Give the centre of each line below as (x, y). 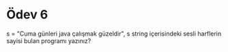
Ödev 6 (27, 15)
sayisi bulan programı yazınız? (49, 40)
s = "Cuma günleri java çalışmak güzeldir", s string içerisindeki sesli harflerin (114, 34)
